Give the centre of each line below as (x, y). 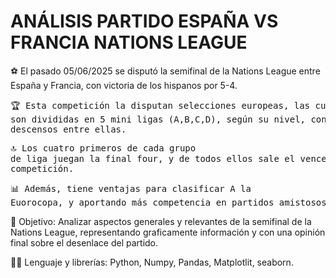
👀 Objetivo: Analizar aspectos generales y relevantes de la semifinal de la (161, 221)
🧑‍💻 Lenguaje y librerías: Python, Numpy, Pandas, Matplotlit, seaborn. (152, 262)
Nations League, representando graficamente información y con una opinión (168, 232)
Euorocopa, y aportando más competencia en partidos (142, 202)
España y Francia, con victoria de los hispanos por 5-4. (124, 85)
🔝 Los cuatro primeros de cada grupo (103, 148)
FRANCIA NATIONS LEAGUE (129, 42)
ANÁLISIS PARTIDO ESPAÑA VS (144, 21)
